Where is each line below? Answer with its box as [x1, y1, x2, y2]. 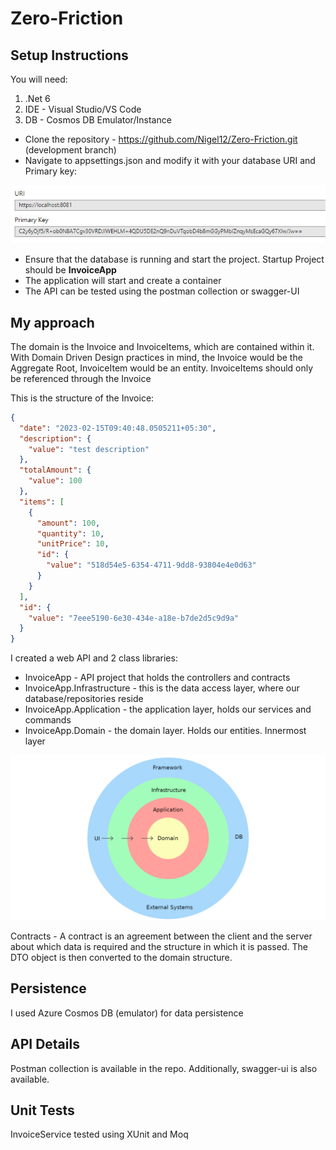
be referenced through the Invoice [10, 372, 152, 384]
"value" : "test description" [28, 444, 150, 454]
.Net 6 [24, 93, 51, 104]
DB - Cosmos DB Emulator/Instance [24, 114, 172, 126]
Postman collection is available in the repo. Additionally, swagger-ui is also [10, 1062, 318, 1074]
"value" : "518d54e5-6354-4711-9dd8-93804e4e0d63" [46, 560, 257, 571]
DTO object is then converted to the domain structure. [10, 951, 233, 963]
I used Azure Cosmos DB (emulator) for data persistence [10, 1007, 244, 1019]
